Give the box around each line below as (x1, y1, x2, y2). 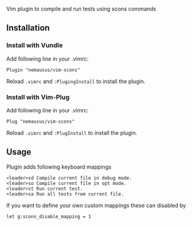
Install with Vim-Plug (6, 93, 70, 101)
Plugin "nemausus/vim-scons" (6, 67, 80, 73)
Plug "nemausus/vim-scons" (6, 118, 75, 125)
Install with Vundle (6, 41, 63, 49)
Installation (6, 23, 50, 33)
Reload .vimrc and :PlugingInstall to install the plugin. (6, 78, 146, 85)
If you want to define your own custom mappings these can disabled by (6, 202, 187, 209)
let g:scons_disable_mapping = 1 (6, 213, 91, 219)
